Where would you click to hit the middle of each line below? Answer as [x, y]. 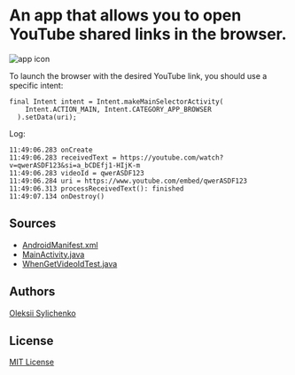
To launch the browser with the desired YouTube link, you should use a [138, 75]
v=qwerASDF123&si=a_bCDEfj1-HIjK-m [75, 165]
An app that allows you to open [125, 16]
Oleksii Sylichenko [43, 313]
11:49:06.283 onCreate [51, 150]
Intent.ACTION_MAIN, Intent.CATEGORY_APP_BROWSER [119, 109]
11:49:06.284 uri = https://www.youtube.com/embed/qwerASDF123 [128, 181]
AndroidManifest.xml [60, 245]
